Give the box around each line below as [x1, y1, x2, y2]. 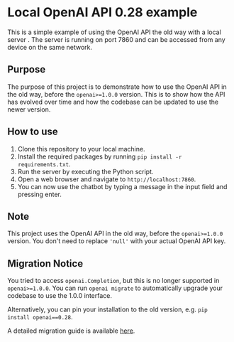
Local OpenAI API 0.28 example [7, 4, 198, 21]
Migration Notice [7, 257, 84, 269]
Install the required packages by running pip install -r [17, 152, 182, 161]
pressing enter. [17, 190, 62, 198]
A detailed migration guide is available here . [7, 326, 135, 335]
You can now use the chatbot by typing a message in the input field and [17, 182, 228, 191]
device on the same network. [7, 43, 93, 51]
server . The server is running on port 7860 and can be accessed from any [7, 35, 225, 43]
